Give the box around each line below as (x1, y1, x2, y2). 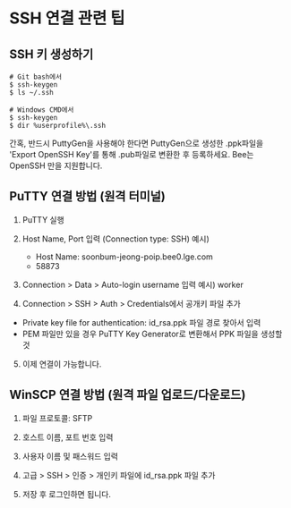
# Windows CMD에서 (9, 106, 74, 114)
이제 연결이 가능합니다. (21, 359, 102, 369)
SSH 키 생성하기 (9, 47, 94, 62)
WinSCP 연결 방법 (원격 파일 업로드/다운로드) (9, 387, 246, 402)
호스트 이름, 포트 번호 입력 (21, 431, 114, 443)
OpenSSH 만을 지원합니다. (9, 160, 103, 171)
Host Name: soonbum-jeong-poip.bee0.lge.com (35, 251, 213, 262)
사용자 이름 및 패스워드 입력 (21, 451, 119, 461)
